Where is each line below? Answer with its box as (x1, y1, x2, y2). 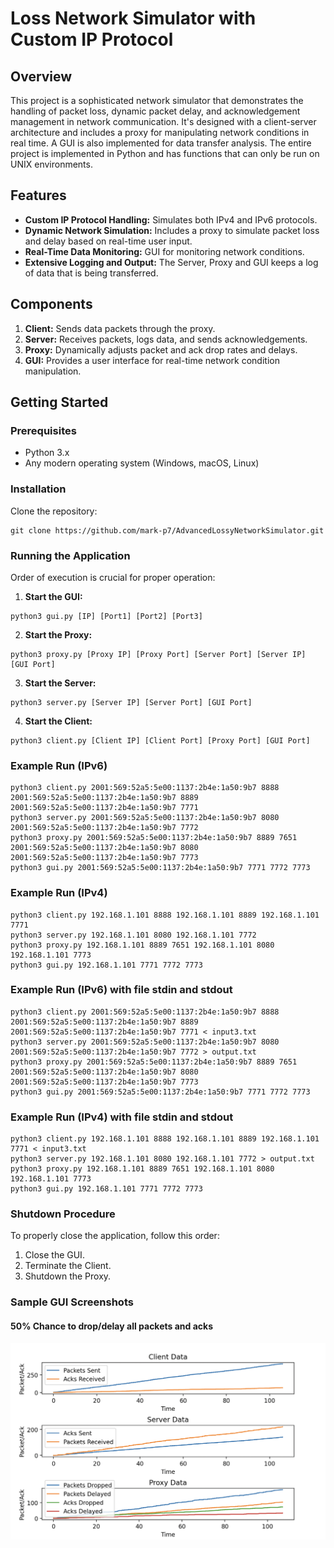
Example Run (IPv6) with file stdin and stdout (10, 983, 233, 997)
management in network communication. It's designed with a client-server (10, 116, 317, 127)
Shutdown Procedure (10, 1207, 116, 1221)
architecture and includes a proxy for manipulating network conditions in (10, 127, 310, 138)
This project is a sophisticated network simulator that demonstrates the (10, 95, 304, 106)
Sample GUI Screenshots (10, 1295, 134, 1309)
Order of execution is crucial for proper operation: (10, 571, 216, 583)
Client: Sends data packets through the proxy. (24, 322, 216, 334)
